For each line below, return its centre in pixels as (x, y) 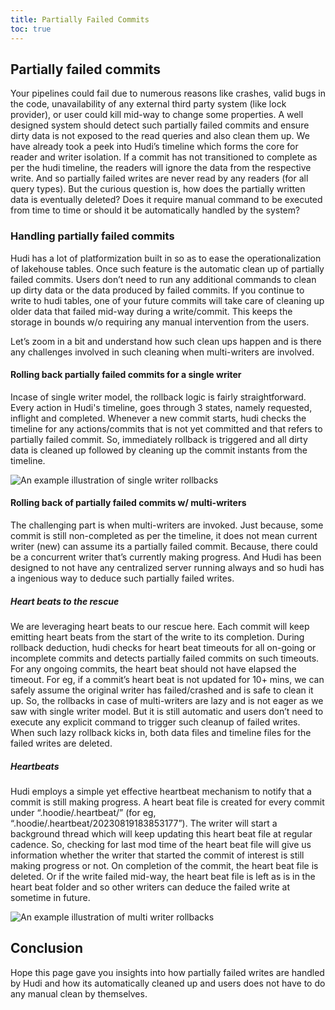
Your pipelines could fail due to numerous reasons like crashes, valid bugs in (168, 93)
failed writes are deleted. (61, 743)
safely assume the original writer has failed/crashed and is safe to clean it (162, 690)
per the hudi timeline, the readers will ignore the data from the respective (161, 168)
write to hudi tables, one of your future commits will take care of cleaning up (167, 300)
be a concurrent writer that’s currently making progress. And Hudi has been (166, 557)
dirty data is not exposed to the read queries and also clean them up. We (160, 136)
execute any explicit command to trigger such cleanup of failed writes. (155, 722)
